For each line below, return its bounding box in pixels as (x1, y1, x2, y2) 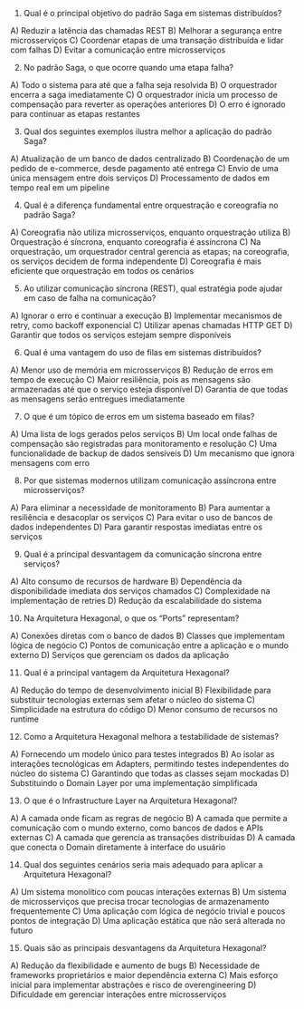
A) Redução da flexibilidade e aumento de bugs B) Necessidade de (10, 960, 261, 971)
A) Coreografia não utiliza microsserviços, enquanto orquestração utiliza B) (10, 227, 291, 238)
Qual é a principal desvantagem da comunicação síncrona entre (23, 548, 262, 559)
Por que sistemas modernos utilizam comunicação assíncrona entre (23, 475, 277, 486)
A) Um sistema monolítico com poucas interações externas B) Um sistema (10, 887, 288, 897)
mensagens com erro (10, 458, 90, 468)
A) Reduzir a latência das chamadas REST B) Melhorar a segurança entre (10, 25, 283, 35)
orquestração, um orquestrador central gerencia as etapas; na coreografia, (10, 247, 290, 257)
